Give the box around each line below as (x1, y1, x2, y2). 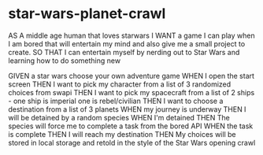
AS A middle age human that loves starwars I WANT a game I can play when (8, 31, 255, 40)
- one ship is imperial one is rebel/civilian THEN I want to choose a (8, 96, 224, 105)
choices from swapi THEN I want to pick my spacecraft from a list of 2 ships (8, 87, 255, 97)
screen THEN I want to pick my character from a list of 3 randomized (8, 79, 232, 89)
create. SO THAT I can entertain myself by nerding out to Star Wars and (8, 47, 240, 57)
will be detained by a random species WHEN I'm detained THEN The (8, 113, 230, 122)
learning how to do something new (8, 56, 120, 65)
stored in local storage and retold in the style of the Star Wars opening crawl (8, 138, 256, 147)
